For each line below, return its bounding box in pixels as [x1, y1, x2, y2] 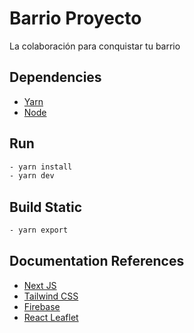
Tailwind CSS [23, 290, 79, 302]
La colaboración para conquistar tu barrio [9, 40, 181, 52]
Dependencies [9, 69, 102, 86]
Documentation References [9, 253, 185, 270]
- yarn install [9, 162, 73, 172]
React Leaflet [23, 311, 79, 323]
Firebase [23, 300, 61, 312]
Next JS [23, 279, 57, 291]
